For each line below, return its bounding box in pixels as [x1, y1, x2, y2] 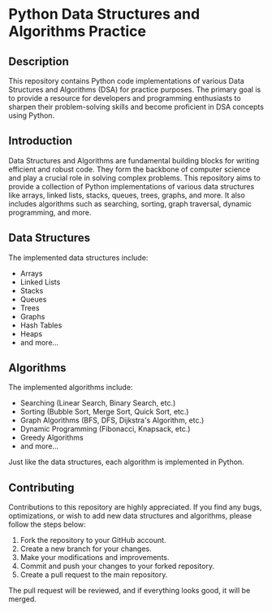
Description [8, 54, 69, 68]
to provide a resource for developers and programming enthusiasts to [8, 93, 241, 102]
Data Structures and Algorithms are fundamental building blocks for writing [8, 155, 260, 165]
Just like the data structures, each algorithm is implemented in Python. [8, 457, 245, 467]
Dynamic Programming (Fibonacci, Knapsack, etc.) [19, 424, 191, 434]
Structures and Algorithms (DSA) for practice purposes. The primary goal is [8, 85, 261, 94]
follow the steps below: [8, 519, 87, 529]
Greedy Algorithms [19, 432, 84, 443]
